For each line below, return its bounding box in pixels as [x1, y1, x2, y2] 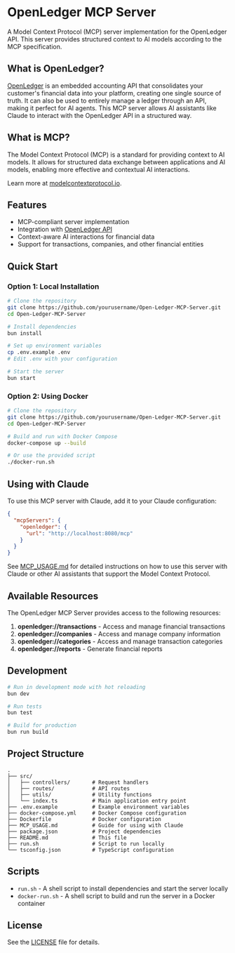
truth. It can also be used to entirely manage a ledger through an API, [7, 96, 207, 105]
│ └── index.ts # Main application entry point [7, 797, 187, 804]
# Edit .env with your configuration [7, 355, 118, 362]
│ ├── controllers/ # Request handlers [7, 779, 149, 786]
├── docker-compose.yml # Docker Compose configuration [7, 809, 187, 817]
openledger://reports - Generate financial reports [17, 644, 163, 653]
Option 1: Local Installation [7, 282, 100, 291]
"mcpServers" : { [13, 517, 61, 524]
